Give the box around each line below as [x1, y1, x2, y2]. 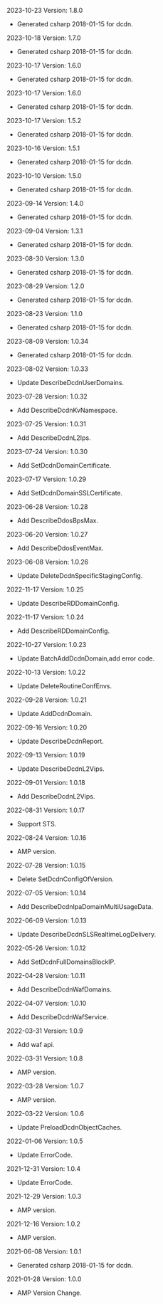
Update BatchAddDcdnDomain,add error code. [16, 654, 154, 663]
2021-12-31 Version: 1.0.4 [6, 1164, 81, 1173]
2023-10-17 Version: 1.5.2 [6, 117, 82, 125]
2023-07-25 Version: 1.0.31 [6, 420, 86, 428]
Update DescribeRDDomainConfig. [16, 599, 120, 607]
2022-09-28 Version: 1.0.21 [6, 695, 87, 704]
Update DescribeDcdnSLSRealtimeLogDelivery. [16, 930, 157, 938]
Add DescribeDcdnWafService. [16, 1013, 109, 1021]
